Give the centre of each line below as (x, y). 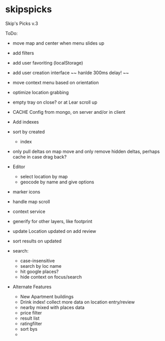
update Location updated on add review (54, 231)
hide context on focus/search (51, 277)
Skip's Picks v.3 (22, 23)
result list (30, 318)
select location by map (44, 176)
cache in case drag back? (40, 157)
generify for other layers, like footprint (52, 221)
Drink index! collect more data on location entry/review (77, 302)
